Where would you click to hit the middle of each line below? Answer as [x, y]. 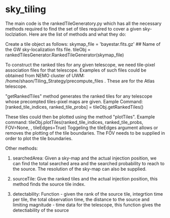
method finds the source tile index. [49, 184]
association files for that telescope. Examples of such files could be [76, 70]
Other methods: [22, 148]
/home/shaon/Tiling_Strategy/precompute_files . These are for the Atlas [80, 81]
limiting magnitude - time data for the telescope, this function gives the [87, 205]
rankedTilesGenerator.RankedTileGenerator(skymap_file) [65, 55]
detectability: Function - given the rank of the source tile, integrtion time [88, 194]
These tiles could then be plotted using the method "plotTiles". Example [80, 117]
